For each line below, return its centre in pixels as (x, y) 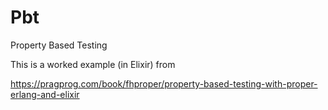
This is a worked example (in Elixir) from (93, 64)
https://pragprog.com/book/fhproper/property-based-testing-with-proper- (164, 83)
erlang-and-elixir (45, 94)
